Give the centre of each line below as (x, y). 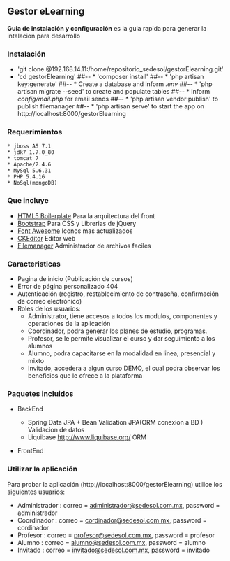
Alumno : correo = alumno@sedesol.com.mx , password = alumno (111, 542)
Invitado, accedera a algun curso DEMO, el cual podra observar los (124, 368)
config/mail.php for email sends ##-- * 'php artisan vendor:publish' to (117, 99)
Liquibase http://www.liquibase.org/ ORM (87, 437)
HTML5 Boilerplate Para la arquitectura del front (86, 215)
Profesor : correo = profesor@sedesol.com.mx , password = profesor (116, 535)
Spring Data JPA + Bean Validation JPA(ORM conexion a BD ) (115, 422)
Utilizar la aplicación (43, 469)
